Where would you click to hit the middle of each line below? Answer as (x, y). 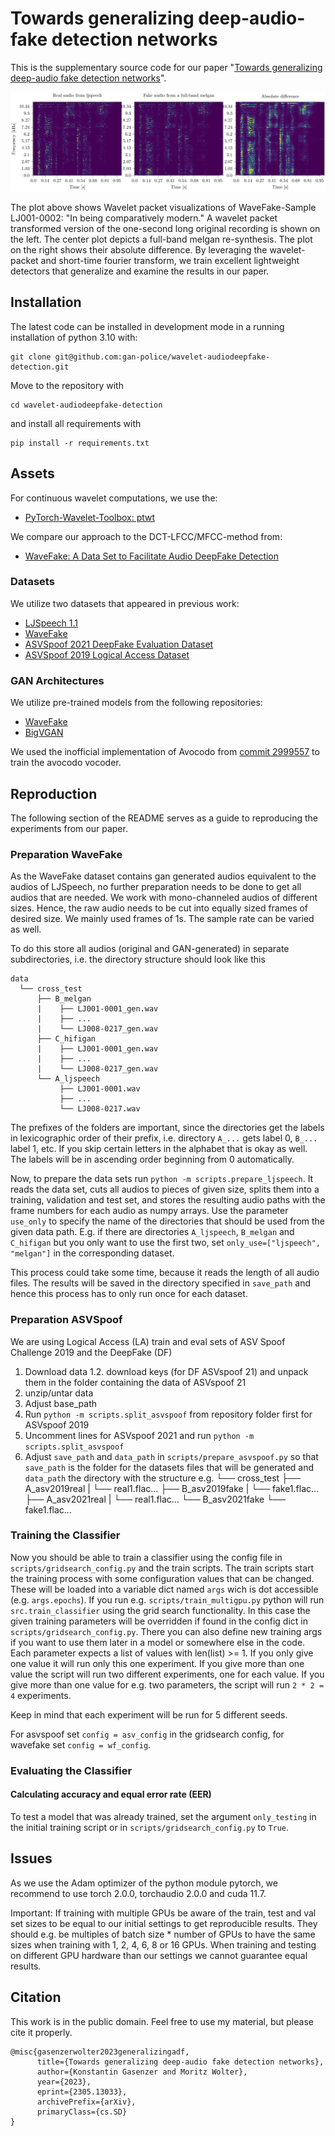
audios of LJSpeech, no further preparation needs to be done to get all (156, 887)
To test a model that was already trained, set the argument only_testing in (163, 1816)
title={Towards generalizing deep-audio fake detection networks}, (180, 2062)
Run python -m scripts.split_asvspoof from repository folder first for (168, 1414)
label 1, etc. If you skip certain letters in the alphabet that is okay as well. (159, 1149)
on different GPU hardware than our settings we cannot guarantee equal (159, 1955)
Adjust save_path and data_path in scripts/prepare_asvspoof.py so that (171, 1456)
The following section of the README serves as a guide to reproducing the (164, 818)
